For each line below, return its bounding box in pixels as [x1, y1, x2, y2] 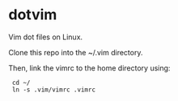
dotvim [8, 6, 57, 24]
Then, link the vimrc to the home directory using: [8, 63, 171, 73]
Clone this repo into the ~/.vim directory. [8, 47, 143, 57]
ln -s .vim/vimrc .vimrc [11, 86, 95, 94]
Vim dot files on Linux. [8, 32, 83, 42]
